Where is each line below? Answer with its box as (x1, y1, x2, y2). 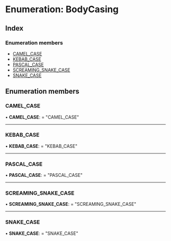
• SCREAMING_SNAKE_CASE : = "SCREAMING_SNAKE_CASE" (5, 201, 136, 207)
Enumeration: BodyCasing (5, 4, 119, 15)
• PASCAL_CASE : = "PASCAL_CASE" (5, 172, 83, 178)
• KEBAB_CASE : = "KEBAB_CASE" (5, 143, 78, 149)
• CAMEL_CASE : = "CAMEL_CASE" (5, 114, 79, 120)
